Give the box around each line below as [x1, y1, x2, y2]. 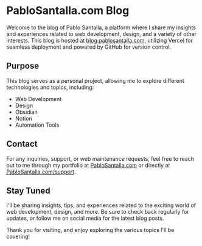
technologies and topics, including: [6, 83, 94, 91]
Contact [6, 139, 38, 149]
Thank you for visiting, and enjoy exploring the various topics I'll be [6, 227, 175, 234]
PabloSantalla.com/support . [6, 168, 76, 175]
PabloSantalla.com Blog [6, 4, 130, 18]
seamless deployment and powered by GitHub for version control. [6, 43, 172, 51]
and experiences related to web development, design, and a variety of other [6, 30, 197, 37]
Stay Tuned [6, 185, 50, 195]
